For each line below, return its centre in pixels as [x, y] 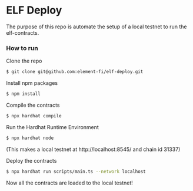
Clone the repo [24, 61]
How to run [22, 48]
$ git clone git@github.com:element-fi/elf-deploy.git [75, 72]
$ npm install [24, 94]
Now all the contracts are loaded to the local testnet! [70, 183]
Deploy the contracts [31, 160]
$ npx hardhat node [30, 138]
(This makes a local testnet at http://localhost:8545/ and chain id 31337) [93, 149]
